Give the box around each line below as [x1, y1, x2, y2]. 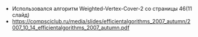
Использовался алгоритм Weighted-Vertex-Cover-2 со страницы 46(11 [11, 5, 193, 12]
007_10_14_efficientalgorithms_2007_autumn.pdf [11, 24, 130, 31]
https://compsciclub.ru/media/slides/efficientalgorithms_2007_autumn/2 [11, 18, 191, 24]
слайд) [11, 11, 30, 18]
